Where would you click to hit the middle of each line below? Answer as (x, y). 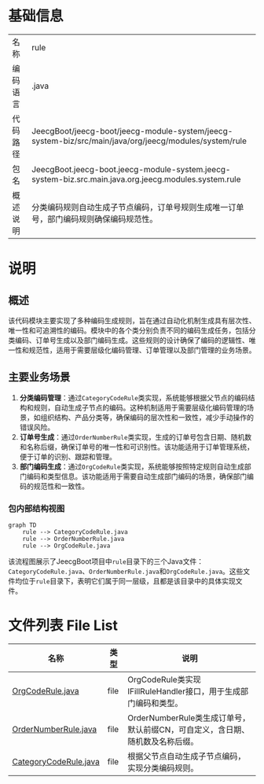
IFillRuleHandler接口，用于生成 (184, 691)
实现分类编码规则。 (163, 767)
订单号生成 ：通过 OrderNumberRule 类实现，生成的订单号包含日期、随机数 (136, 436)
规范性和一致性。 (61, 486)
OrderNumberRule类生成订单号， (189, 718)
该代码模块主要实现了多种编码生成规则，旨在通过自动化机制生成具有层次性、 (132, 320)
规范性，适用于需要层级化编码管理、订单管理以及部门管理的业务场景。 (142, 350)
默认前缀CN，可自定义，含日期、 (189, 730)
